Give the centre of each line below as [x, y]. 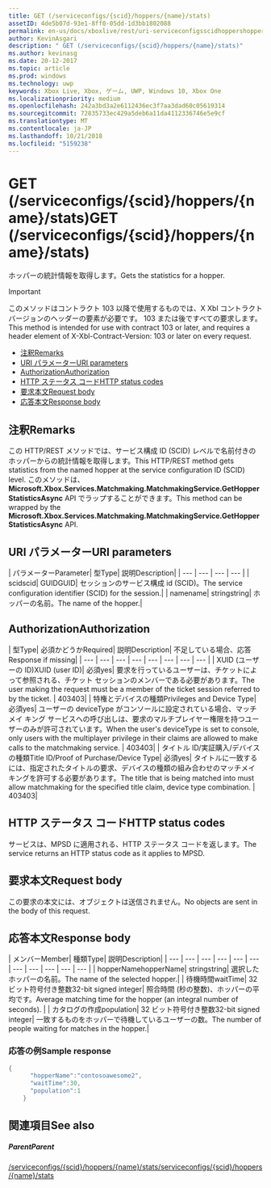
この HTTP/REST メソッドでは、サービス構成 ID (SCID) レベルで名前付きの [132, 451]
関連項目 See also [52, 1125]
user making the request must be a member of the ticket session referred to [134, 689]
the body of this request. [49, 911]
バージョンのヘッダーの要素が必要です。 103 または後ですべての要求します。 [135, 318]
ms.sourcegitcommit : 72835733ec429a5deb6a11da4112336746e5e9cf [117, 114]
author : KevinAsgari [43, 38]
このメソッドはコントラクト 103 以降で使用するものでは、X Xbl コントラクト [135, 309]
